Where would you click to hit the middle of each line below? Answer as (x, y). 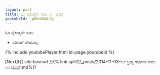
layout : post (19, 10)
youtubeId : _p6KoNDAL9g (30, 19)
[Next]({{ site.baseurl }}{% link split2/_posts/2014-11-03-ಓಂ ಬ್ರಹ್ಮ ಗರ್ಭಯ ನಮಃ (80, 62)
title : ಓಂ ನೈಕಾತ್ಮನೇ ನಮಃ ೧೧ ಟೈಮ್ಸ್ (35, 14)
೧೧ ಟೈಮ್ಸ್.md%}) (20, 67)
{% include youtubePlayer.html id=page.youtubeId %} (60, 52)
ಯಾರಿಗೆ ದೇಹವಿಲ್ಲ (25, 43)
